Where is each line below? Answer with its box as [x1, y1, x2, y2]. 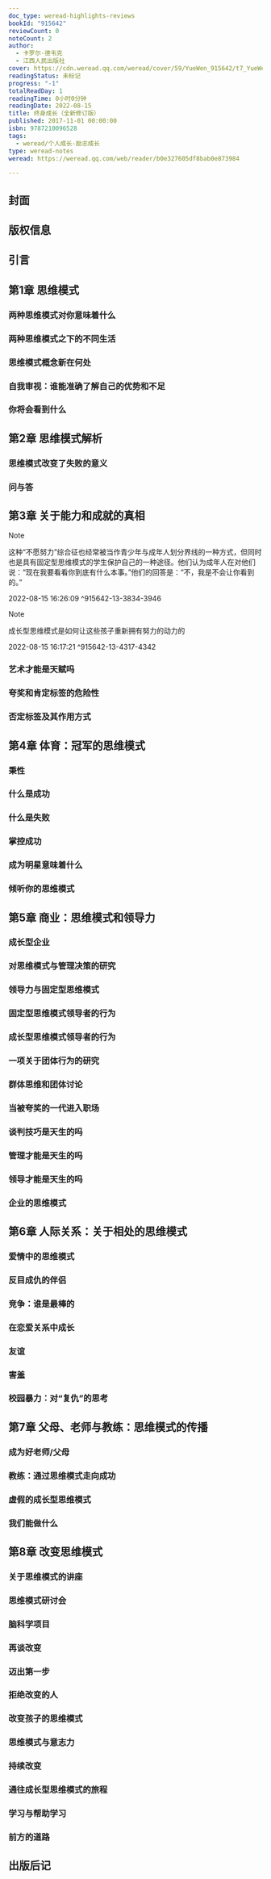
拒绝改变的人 [8, 1689, 59, 1701]
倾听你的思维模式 [8, 883, 75, 894]
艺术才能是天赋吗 [8, 663, 75, 675]
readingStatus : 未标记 [8, 72, 81, 80]
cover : [8, 65, 31, 73]
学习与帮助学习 [8, 1808, 67, 1819]
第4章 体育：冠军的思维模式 [8, 739, 146, 752]
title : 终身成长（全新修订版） [8, 110, 100, 118]
